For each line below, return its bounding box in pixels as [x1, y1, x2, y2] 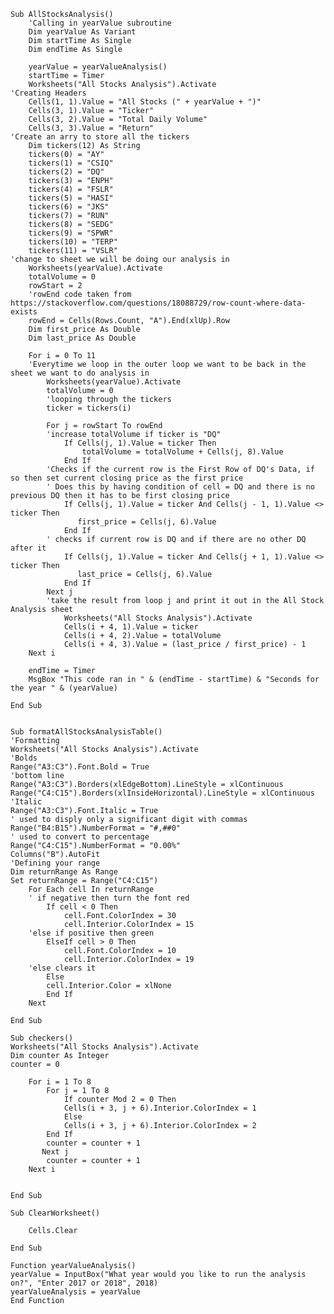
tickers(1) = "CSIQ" [28, 158, 114, 168]
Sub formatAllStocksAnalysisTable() [10, 727, 163, 737]
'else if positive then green [28, 928, 155, 938]
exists [10, 307, 38, 317]
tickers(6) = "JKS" [28, 202, 110, 212]
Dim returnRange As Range [10, 867, 118, 877]
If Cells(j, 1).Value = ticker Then [63, 438, 217, 448]
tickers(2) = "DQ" [28, 167, 105, 177]
